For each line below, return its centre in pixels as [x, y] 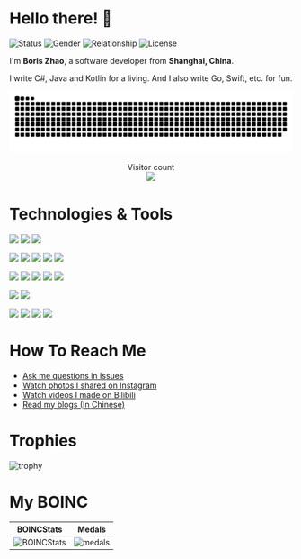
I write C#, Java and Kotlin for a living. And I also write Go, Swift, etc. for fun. [151, 78]
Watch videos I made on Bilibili [79, 394]
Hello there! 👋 [61, 18]
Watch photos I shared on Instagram [89, 385]
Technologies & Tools [91, 214]
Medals [92, 529]
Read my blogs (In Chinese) [74, 404]
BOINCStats [40, 529]
